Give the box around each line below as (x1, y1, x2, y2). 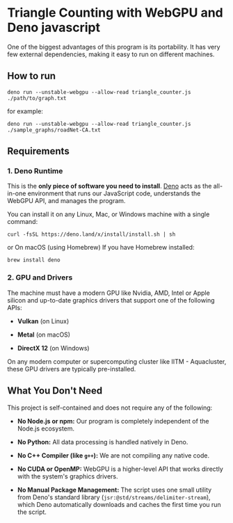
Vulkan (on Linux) (17, 316, 70, 325)
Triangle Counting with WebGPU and (7, 5, 224, 21)
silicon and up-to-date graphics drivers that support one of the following (7, 296, 215, 304)
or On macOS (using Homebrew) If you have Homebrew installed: (7, 243, 195, 252)
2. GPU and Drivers (7, 273, 73, 282)
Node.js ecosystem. (17, 424, 75, 433)
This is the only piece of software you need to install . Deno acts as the (7, 182, 212, 191)
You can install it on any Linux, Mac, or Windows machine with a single (7, 210, 210, 218)
